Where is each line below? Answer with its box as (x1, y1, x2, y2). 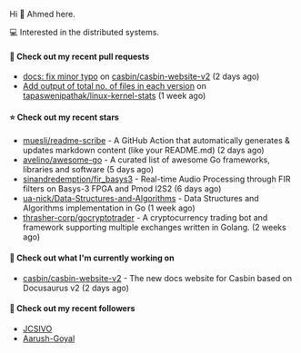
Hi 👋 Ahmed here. (9, 9, 75, 19)
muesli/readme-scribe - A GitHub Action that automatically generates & (22, 135, 291, 146)
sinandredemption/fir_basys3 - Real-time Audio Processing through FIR (22, 173, 291, 185)
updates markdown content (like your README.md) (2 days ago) (22, 145, 266, 156)
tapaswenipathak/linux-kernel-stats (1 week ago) (22, 91, 206, 102)
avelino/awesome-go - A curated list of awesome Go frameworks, (22, 154, 271, 165)
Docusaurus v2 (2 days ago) (22, 282, 130, 293)
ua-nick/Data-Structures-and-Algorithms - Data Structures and (22, 193, 259, 204)
